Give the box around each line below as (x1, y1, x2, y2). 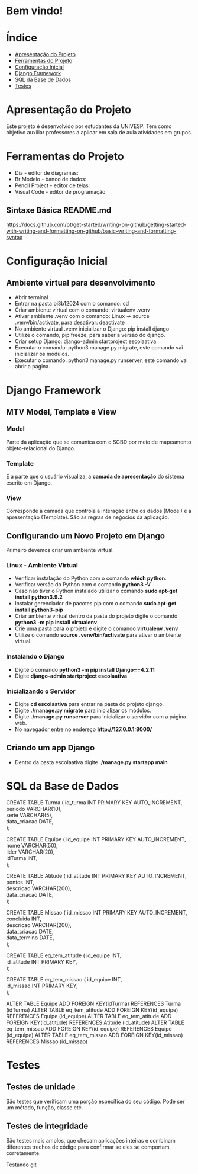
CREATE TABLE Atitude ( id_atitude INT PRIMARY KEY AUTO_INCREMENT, (6, 872, 187, 879)
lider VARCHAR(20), (6, 848, 55, 855)
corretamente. (6, 1149, 41, 1156)
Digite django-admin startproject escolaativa (14, 672, 128, 679)
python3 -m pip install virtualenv (14, 619, 98, 626)
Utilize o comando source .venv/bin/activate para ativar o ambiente (14, 631, 181, 639)
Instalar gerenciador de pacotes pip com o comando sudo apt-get (14, 600, 177, 607)
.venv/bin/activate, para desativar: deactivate (14, 319, 125, 326)
